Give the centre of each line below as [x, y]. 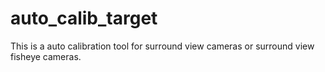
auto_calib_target [84, 18]
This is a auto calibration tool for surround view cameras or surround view [162, 46]
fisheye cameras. [46, 56]
